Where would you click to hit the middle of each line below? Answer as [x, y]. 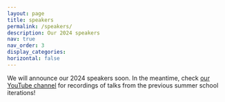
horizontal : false [33, 59]
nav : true [21, 39]
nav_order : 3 [26, 45]
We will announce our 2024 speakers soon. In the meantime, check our [109, 78]
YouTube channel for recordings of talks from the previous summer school [113, 85]
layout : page [26, 13]
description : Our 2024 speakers [53, 33]
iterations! [21, 92]
